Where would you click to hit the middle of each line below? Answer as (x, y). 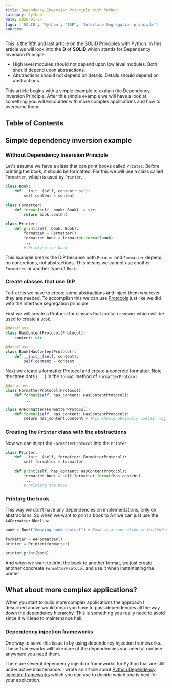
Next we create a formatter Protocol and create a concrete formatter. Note (84, 371)
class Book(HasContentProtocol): (41, 352)
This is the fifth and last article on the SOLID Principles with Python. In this (83, 43)
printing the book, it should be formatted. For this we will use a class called (84, 171)
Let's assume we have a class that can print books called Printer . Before (82, 166)
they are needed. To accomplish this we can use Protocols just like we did (83, 298)
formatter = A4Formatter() (34, 539)
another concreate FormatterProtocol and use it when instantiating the (80, 568)
